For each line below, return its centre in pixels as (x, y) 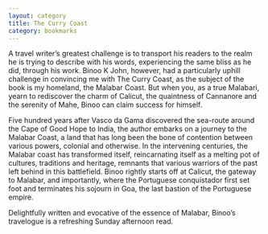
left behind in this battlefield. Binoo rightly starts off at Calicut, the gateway (132, 172)
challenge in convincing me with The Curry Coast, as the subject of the (126, 79)
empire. (21, 197)
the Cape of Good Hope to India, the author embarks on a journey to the (128, 129)
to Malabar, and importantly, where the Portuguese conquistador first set (129, 180)
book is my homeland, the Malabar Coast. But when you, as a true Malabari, (134, 88)
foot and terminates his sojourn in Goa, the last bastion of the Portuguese (130, 189)
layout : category (37, 16)
